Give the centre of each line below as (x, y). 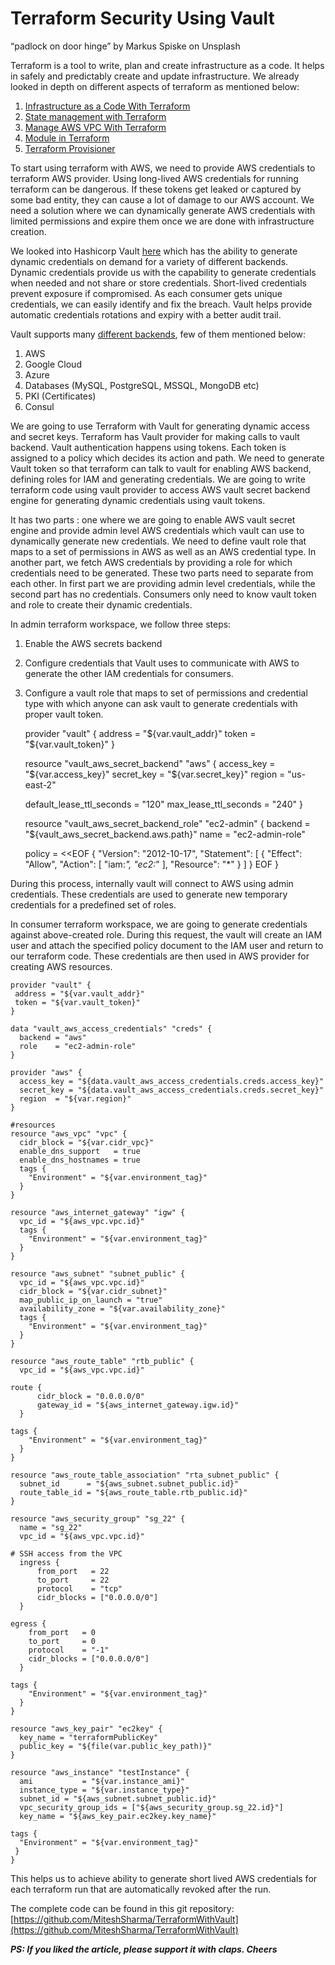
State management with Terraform (95, 116)
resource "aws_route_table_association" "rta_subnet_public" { (145, 1475)
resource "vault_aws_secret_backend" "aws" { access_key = (150, 763)
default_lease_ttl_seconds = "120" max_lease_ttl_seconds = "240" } (163, 804)
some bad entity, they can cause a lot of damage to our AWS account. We (162, 199)
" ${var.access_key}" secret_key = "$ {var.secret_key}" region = (155, 774)
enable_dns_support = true (80, 1151)
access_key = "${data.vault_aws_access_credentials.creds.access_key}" (172, 1081)
